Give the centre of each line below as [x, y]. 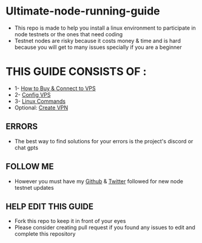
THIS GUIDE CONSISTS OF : [76, 72]
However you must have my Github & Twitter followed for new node [99, 181]
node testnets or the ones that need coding [69, 34]
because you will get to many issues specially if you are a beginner [98, 47]
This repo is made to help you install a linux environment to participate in [105, 28]
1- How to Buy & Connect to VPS [55, 88]
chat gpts [26, 147]
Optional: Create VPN [41, 108]
